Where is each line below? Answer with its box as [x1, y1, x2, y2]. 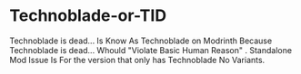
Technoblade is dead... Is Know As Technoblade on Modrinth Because [9, 35, 273, 46]
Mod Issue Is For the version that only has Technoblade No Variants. [9, 54, 266, 65]
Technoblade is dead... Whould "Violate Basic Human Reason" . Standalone [9, 44, 293, 55]
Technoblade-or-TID [9, 5, 166, 26]
